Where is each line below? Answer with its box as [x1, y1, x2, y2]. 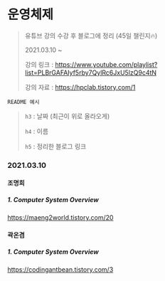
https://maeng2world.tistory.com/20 [7, 213, 114, 222]
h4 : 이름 [24, 127, 48, 135]
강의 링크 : [24, 60, 54, 68]
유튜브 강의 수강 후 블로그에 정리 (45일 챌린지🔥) [24, 31, 158, 40]
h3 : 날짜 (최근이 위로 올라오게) [24, 112, 110, 120]
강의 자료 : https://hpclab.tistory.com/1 [24, 83, 136, 91]
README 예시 [7, 98, 40, 105]
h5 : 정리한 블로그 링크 [24, 142, 87, 150]
